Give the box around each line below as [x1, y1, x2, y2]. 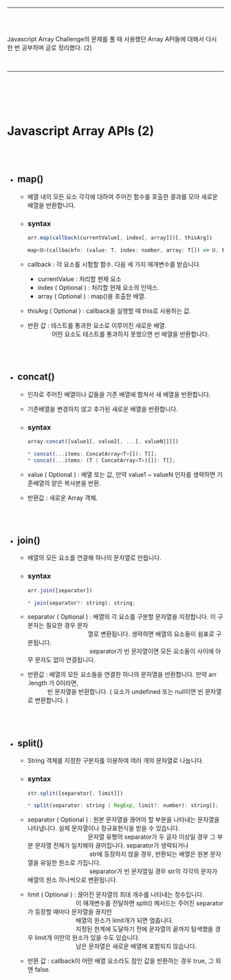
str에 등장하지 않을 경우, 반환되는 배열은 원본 [89, 850, 209, 858]
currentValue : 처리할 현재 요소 [37, 274, 122, 283]
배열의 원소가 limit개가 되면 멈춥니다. [75, 917, 174, 925]
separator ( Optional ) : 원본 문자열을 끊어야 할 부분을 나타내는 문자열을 [27, 815, 220, 824]
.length [27, 679, 47, 687]
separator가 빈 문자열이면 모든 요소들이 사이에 [89, 647, 214, 655]
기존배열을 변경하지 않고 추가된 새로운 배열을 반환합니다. [27, 405, 179, 413]
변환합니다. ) [34, 696, 69, 704]
